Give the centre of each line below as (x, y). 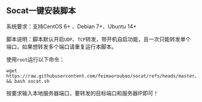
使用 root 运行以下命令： (35, 59)
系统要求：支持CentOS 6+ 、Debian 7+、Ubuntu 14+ (72, 26)
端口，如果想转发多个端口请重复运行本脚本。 (62, 46)
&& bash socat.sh (28, 81)
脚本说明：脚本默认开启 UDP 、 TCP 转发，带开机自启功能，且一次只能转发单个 (99, 39)
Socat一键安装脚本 (41, 11)
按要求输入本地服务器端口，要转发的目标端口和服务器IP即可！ (82, 93)
